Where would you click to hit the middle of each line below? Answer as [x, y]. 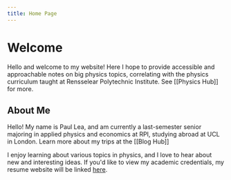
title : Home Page [32, 13]
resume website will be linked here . [57, 170]
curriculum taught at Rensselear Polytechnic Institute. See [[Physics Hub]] [113, 81]
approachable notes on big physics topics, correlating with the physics [108, 74]
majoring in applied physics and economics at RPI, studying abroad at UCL [113, 134]
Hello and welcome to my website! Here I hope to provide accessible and [111, 67]
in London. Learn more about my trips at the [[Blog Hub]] [88, 141]
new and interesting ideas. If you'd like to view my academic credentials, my [116, 162]
